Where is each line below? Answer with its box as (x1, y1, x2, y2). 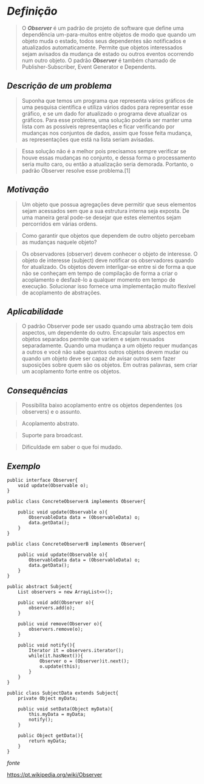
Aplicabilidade (7, 306, 64, 317)
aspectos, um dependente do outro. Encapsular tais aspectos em (21, 329, 185, 336)
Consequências (7, 385, 69, 396)
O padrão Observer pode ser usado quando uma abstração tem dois (21, 322, 193, 330)
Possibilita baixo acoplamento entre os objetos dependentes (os (21, 401, 183, 409)
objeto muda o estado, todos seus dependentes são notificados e (21, 37, 186, 44)
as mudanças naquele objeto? (21, 238, 97, 246)
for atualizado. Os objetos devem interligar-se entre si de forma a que (21, 263, 196, 270)
